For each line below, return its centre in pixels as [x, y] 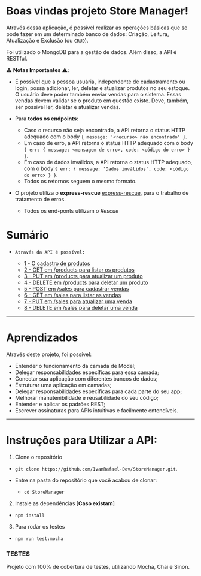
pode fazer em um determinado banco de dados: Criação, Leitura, [88, 34]
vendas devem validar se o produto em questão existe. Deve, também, [102, 101]
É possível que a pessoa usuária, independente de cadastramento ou [100, 82]
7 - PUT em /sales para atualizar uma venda [78, 301]
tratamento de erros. [40, 199]
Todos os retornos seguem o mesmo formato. [80, 181]
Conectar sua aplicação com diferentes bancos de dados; [86, 378]
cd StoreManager [44, 492]
